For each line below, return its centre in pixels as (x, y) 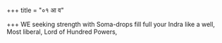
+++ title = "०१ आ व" (35, 10)
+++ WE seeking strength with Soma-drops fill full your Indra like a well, (111, 24)
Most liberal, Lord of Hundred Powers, (62, 32)
